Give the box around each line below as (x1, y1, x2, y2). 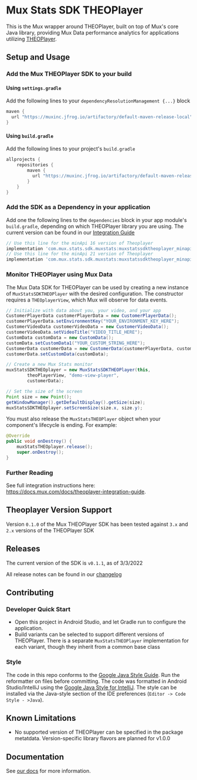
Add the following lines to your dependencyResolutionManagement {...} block (6, 97, 191, 104)
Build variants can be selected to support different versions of (14, 631, 164, 638)
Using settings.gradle (6, 84, 62, 91)
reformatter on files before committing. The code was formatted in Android (6, 678, 187, 685)
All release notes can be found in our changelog (6, 570, 122, 577)
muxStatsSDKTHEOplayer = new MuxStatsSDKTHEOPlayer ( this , (6, 367, 151, 373)
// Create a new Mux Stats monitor (6, 361, 93, 368)
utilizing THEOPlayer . (6, 35, 57, 42)
